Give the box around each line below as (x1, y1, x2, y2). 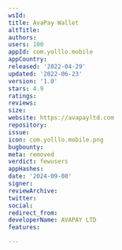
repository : (8, 121, 47, 129)
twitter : (8, 194, 37, 202)
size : (8, 107, 26, 115)
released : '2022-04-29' (8, 63, 87, 71)
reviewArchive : (8, 186, 58, 195)
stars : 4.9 (8, 84, 44, 93)
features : (8, 223, 41, 232)
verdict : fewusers (8, 158, 68, 166)
